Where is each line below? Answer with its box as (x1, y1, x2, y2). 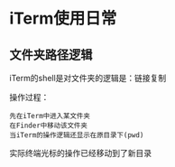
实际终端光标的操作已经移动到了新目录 (9, 148, 152, 158)
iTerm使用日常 (9, 8, 117, 29)
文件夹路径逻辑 (9, 47, 93, 62)
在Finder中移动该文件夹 (9, 121, 88, 130)
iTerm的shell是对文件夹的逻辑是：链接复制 (9, 73, 167, 83)
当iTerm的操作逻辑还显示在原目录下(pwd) (9, 131, 144, 140)
